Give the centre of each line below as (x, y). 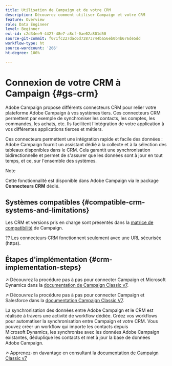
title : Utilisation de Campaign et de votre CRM (58, 10)
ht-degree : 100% (23, 53)
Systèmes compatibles (43, 202)
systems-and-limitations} (47, 210)
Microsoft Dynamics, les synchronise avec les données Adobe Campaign (82, 332)
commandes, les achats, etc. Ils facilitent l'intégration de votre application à (85, 124)
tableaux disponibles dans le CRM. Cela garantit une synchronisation (78, 150)
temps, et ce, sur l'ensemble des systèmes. (51, 161)
